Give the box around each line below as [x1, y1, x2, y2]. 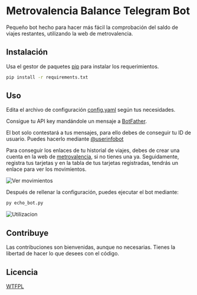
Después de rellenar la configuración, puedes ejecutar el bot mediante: [6, 189, 179, 196]
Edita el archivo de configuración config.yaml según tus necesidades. [6, 106, 176, 114]
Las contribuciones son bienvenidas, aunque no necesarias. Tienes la [6, 244, 176, 251]
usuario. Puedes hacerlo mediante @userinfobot [6, 135, 124, 142]
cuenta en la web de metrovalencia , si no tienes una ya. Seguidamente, [6, 153, 179, 160]
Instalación [6, 47, 48, 57]
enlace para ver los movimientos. [6, 166, 87, 173]
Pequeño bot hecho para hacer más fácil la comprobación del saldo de [6, 24, 179, 31]
